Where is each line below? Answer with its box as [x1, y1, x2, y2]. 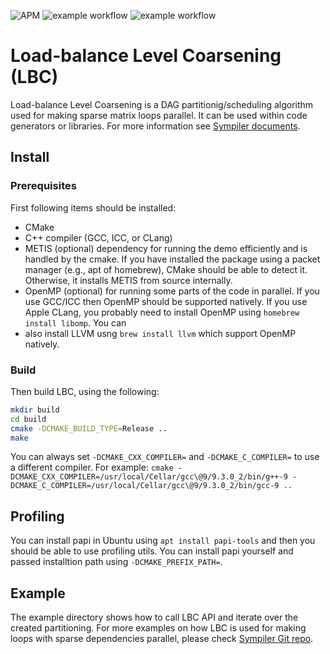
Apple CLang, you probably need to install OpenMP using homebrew [24, 306, 300, 318]
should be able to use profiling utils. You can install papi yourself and [10, 545, 294, 557]
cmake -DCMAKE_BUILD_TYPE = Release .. [10, 423, 168, 434]
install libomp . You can [24, 316, 127, 329]
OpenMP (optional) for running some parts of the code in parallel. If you [24, 285, 320, 297]
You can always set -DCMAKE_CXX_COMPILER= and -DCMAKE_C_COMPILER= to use [10, 451, 320, 463]
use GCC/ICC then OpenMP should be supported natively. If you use [24, 295, 308, 307]
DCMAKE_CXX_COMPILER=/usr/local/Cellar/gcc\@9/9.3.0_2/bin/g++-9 [10, 472, 288, 482]
